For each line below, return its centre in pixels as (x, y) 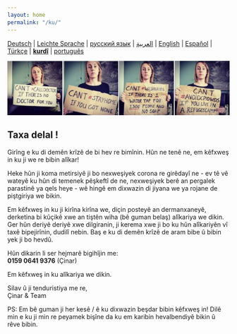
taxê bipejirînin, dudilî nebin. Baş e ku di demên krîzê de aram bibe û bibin (114, 232)
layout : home (26, 15)
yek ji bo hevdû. (30, 239)
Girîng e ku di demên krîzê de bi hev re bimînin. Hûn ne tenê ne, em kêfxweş (118, 152)
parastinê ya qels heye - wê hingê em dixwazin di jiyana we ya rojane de (113, 188)
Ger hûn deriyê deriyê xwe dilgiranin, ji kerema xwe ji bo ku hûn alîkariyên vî (117, 224)
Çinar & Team (27, 295)
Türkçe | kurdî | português (46, 51)
